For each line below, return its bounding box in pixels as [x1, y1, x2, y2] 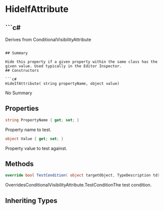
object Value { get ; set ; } [5, 136, 64, 141]
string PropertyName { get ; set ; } [5, 117, 79, 123]
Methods [5, 160, 34, 168]
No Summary [5, 90, 32, 96]
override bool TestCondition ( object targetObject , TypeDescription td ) [5, 173, 160, 178]
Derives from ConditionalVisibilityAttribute [5, 36, 91, 42]
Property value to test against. [5, 145, 67, 151]
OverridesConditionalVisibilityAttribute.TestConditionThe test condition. [5, 182, 152, 188]
